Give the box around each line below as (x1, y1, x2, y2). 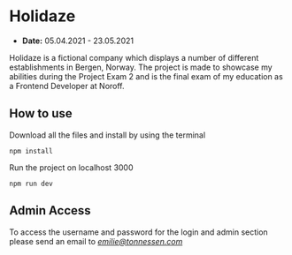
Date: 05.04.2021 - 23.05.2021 (21, 35, 134, 46)
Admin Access (9, 203, 91, 218)
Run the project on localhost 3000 (9, 161, 134, 173)
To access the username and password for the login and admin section (9, 227, 268, 237)
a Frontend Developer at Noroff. (9, 80, 126, 91)
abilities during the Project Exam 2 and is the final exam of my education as (9, 71, 283, 81)
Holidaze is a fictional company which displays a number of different (9, 52, 259, 63)
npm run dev (9, 179, 53, 188)
